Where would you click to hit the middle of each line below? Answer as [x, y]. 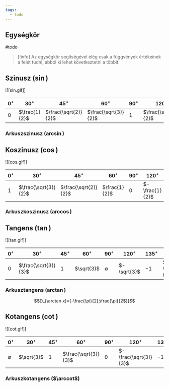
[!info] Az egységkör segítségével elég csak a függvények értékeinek [89, 57]
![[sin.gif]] [16, 90]
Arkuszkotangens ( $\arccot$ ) [43, 378]
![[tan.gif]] [16, 240]
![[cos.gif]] [16, 162]
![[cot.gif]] [16, 329]
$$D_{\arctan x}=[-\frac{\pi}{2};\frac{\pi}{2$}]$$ [84, 301]
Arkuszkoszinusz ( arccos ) [38, 212]
